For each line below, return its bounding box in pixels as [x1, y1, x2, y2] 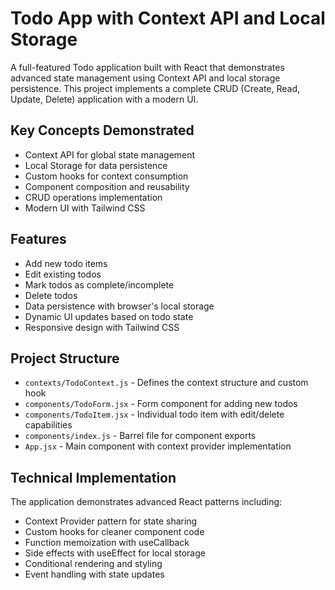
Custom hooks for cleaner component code [24, 526, 205, 538]
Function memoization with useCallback [24, 537, 190, 549]
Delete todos [24, 289, 78, 301]
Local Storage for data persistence [24, 159, 168, 171]
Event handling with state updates [24, 568, 165, 581]
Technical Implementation [10, 469, 177, 486]
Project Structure [10, 350, 120, 367]
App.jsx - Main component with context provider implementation [24, 440, 292, 452]
